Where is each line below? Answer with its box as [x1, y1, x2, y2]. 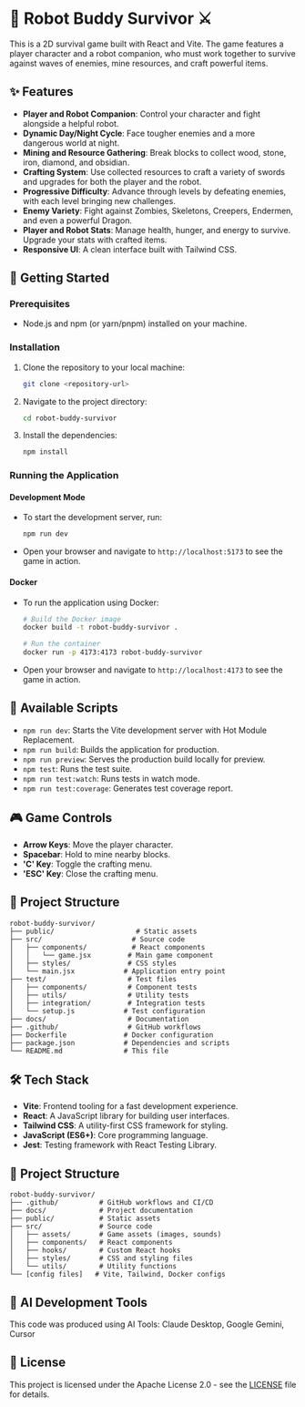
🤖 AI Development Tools [9, 1294, 148, 1310]
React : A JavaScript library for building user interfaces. [22, 1111, 230, 1122]
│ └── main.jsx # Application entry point [9, 966, 226, 976]
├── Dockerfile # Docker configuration [9, 1030, 214, 1040]
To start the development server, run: [22, 512, 162, 523]
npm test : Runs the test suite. [22, 763, 133, 774]
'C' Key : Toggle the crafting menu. [22, 858, 153, 869]
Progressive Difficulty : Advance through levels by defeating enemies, [22, 186, 287, 197]
